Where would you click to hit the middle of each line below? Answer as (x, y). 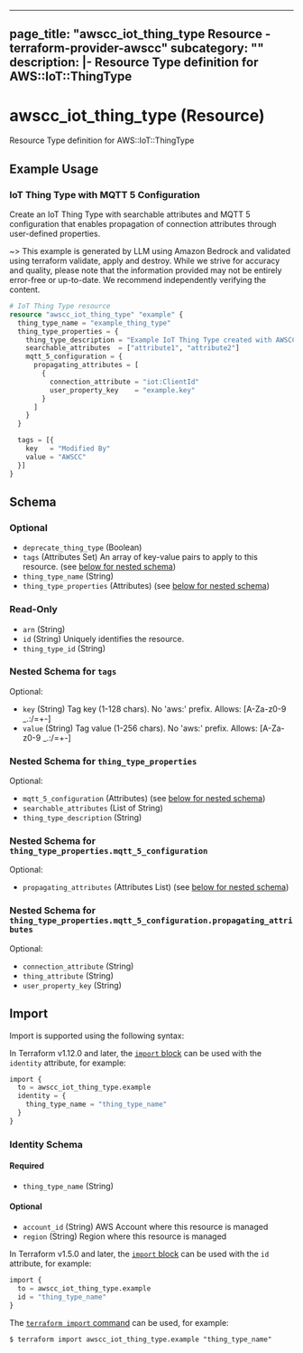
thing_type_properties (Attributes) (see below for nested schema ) (146, 586)
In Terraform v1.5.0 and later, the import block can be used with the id (139, 1254)
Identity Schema (46, 1144)
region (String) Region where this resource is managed (124, 1236)
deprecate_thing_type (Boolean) (82, 547)
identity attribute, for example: (68, 1063)
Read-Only (34, 610)
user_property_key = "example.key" (122, 390)
